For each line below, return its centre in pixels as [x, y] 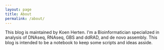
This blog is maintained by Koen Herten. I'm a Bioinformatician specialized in [82, 33]
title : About [18, 14]
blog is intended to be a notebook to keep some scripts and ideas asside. [79, 43]
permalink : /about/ [25, 18]
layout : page [18, 9]
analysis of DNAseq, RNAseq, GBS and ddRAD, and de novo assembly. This [81, 37]
